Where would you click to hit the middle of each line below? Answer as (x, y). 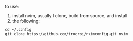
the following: (26, 21)
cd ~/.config (18, 30)
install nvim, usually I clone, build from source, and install (70, 16)
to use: (12, 7)
